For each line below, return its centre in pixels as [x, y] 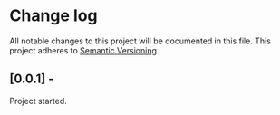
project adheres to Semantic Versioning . [84, 50]
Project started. [39, 101]
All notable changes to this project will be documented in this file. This [140, 41]
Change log [53, 16]
